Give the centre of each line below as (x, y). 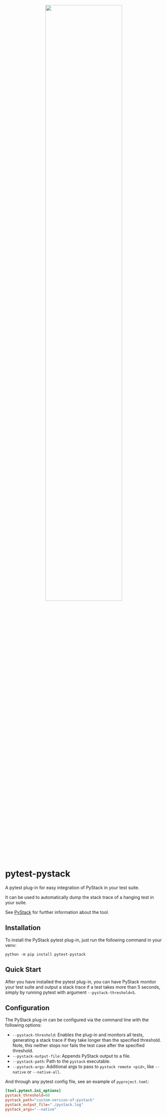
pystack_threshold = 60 (28, 1096)
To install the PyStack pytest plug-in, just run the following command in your (83, 940)
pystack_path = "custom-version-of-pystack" (50, 1100)
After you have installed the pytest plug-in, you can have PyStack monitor (81, 982)
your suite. (16, 902)
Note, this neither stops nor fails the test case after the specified (78, 1046)
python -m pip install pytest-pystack (45, 954)
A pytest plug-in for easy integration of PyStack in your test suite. (72, 888)
